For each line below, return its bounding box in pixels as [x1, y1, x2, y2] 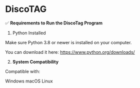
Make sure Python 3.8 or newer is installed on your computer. [5, 39, 132, 45]
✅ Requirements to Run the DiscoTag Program [5, 20, 102, 26]
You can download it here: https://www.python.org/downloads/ [5, 49, 135, 55]
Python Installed [12, 30, 46, 36]
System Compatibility [12, 59, 59, 65]
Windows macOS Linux [5, 78, 53, 84]
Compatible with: [5, 68, 40, 74]
